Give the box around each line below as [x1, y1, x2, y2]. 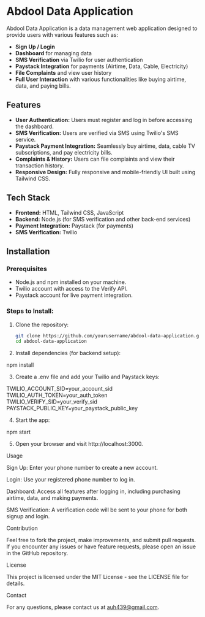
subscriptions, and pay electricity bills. [15, 148, 113, 156]
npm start [6, 428, 31, 436]
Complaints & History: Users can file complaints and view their [15, 155, 175, 163]
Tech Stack [6, 193, 50, 203]
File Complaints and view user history [15, 69, 112, 76]
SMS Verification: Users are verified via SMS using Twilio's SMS [15, 129, 179, 136]
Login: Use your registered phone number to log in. [6, 476, 135, 483]
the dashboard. [15, 123, 54, 130]
